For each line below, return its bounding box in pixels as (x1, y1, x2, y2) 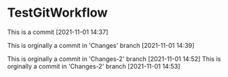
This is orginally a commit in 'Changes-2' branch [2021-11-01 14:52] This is (7, 54, 221, 63)
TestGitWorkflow (7, 5, 108, 21)
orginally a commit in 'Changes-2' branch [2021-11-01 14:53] (7, 62, 181, 70)
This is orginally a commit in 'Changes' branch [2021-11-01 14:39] (7, 41, 195, 49)
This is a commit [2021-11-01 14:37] (7, 28, 109, 36)
